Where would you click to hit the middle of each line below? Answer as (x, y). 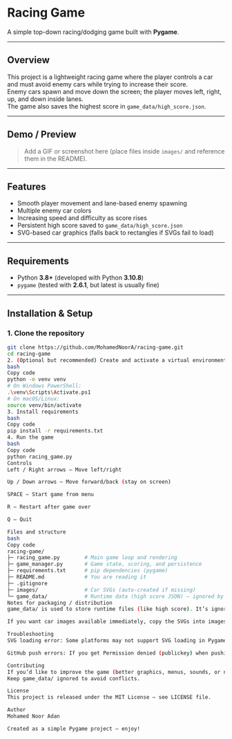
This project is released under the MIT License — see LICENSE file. (109, 697)
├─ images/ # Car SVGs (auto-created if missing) (101, 590)
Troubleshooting (30, 635)
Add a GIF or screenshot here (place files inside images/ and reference (124, 151)
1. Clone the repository (46, 333)
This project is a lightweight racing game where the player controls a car (110, 77)
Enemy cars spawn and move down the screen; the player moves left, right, (115, 91)
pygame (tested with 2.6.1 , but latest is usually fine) (88, 285)
